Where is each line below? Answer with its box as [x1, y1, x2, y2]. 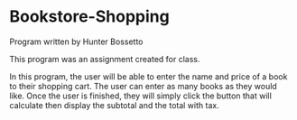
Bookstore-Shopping [9, 6, 170, 27]
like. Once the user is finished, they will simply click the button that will [9, 90, 273, 101]
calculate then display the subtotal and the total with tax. [9, 99, 219, 110]
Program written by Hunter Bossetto [9, 36, 144, 47]
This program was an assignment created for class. [9, 53, 200, 64]
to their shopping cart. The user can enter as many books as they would [9, 80, 277, 91]
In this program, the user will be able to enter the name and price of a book [9, 70, 288, 82]
